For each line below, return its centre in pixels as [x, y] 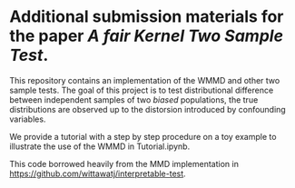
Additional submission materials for [147, 17]
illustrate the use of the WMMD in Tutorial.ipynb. [100, 146]
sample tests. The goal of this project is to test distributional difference [142, 90]
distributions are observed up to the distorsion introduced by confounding [147, 109]
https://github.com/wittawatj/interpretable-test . [98, 173]
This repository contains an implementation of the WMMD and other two [145, 80]
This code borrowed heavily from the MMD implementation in [124, 163]
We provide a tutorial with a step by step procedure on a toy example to [143, 136]
